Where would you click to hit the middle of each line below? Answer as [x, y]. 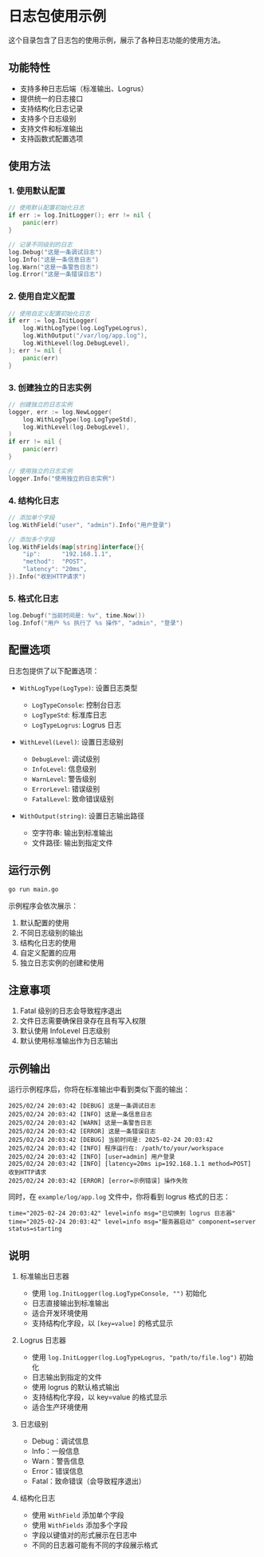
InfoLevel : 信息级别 [64, 769]
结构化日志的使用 [48, 942]
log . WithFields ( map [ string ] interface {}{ [77, 547]
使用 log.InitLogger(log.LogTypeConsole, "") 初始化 [119, 1293]
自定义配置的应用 [48, 952]
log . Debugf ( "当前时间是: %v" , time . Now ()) [77, 616]
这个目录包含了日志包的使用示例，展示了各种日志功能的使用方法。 [116, 40]
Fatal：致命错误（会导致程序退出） [89, 1481]
